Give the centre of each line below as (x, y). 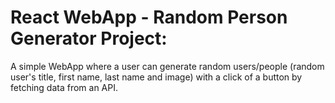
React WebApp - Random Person (149, 17)
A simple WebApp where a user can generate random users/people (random (167, 66)
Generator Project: (89, 38)
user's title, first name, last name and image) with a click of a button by (156, 77)
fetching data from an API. (64, 87)
